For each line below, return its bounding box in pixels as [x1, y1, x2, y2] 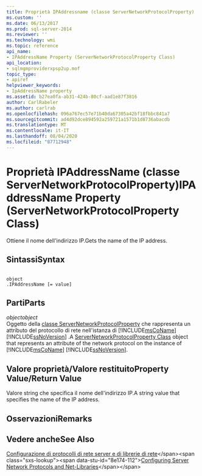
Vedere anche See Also [6, 434, 95, 444]
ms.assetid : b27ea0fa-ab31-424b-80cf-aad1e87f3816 [6, 94, 138, 100]
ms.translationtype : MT [6, 122, 67, 128]
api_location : [6, 60, 43, 66]
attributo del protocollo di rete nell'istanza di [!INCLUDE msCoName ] [6, 326, 176, 334]
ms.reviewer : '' [6, 32, 47, 38]
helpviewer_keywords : [6, 83, 61, 89]
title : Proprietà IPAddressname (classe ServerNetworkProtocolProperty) [6, 9, 195, 15]
